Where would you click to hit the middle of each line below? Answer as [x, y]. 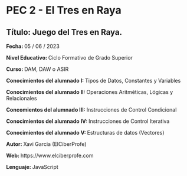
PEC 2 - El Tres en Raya [64, 10]
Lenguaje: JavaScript [32, 167]
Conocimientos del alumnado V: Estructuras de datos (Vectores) [85, 133]
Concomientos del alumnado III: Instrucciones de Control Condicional [91, 110]
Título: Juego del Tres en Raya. [64, 32]
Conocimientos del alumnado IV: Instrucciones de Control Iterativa [88, 121]
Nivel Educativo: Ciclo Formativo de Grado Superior [69, 58]
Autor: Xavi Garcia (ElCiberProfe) [46, 144]
